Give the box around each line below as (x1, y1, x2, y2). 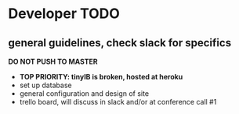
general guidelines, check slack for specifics (8, 36, 232, 50)
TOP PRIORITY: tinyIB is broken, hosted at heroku (19, 72, 183, 81)
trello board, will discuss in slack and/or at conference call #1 (19, 97, 217, 106)
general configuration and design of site (19, 89, 150, 98)
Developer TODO (8, 5, 120, 23)
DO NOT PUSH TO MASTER (8, 57, 98, 66)
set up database (19, 80, 72, 90)
